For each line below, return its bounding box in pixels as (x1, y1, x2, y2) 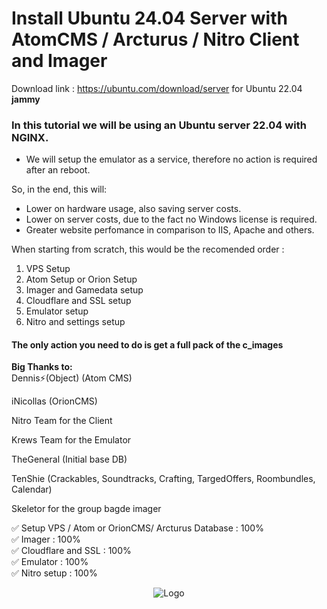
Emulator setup (25, 305, 89, 317)
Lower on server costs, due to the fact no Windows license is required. (25, 213, 318, 226)
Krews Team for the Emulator (11, 434, 132, 446)
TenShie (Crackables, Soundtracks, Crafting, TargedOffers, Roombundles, (11, 473, 316, 485)
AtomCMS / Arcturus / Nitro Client (11, 28, 300, 51)
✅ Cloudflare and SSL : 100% (11, 545, 132, 557)
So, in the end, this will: (11, 183, 108, 196)
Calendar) (11, 483, 53, 496)
